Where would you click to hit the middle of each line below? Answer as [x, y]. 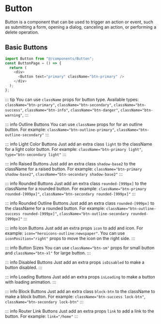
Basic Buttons [26, 47]
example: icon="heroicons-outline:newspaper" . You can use [65, 233]
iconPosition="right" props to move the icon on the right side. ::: [70, 238]
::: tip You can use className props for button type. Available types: [72, 99]
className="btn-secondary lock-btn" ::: [44, 302]
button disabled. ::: [24, 267]
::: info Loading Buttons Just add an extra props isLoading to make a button [80, 276]
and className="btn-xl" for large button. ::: [48, 253]
